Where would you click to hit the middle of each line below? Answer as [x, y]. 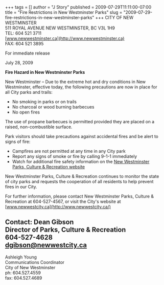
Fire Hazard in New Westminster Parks [45, 72]
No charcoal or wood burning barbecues [53, 107]
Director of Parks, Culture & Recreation [66, 230]
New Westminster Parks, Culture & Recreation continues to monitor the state [82, 176]
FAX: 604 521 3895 [24, 43]
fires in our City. [21, 187]
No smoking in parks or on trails [44, 102]
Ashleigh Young [21, 257]
